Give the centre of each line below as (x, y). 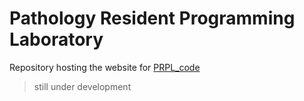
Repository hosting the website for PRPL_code (105, 67)
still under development (82, 86)
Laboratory (56, 39)
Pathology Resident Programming (152, 18)
